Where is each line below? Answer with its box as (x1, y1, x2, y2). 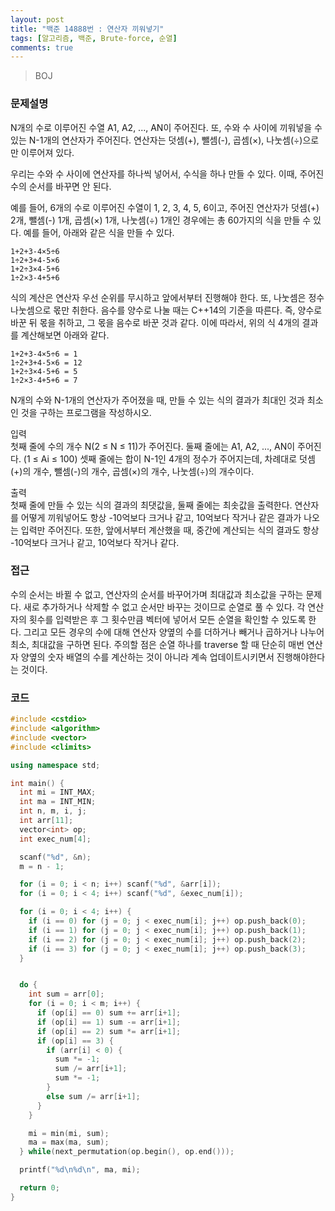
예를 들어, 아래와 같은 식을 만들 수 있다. (23, 226, 175, 238)
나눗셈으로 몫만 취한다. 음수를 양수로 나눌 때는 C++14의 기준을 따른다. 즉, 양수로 (10, 304, 323, 316)
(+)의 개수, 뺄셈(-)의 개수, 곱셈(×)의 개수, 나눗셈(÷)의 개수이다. (10, 465, 255, 477)
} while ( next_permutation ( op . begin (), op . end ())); (19, 1147, 235, 1157)
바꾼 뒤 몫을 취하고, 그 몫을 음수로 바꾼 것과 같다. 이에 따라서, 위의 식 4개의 (10, 316, 300, 328)
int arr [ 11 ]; (19, 816, 74, 826)
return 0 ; (19, 1183, 60, 1193)
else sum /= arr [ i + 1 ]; (46, 1091, 141, 1101)
